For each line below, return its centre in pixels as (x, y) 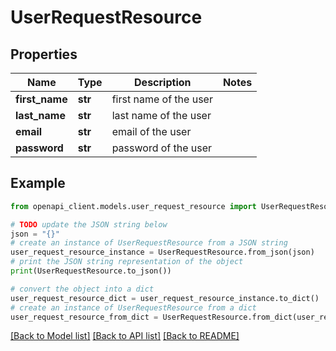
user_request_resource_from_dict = (84, 317)
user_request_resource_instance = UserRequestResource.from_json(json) (162, 252)
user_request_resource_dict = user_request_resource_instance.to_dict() (165, 298)
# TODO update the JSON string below (89, 224)
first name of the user (162, 99)
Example (38, 183)
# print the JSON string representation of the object (127, 262)
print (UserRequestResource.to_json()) (91, 271)
